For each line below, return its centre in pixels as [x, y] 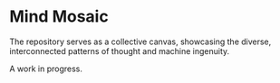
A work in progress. [46, 69]
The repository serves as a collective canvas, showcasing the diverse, [140, 41]
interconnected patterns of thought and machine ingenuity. [120, 51]
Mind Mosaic [59, 17]
